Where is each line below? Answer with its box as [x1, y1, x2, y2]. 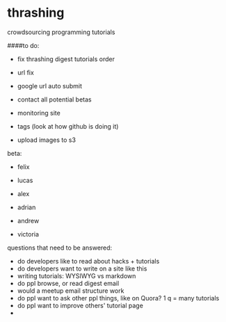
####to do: [7, 41, 40, 49]
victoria [17, 230, 40, 238]
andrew [17, 216, 40, 225]
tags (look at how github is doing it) [17, 122, 119, 130]
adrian [17, 203, 36, 211]
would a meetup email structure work [17, 287, 124, 295]
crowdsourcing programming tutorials [7, 28, 115, 36]
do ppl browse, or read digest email [17, 279, 120, 287]
